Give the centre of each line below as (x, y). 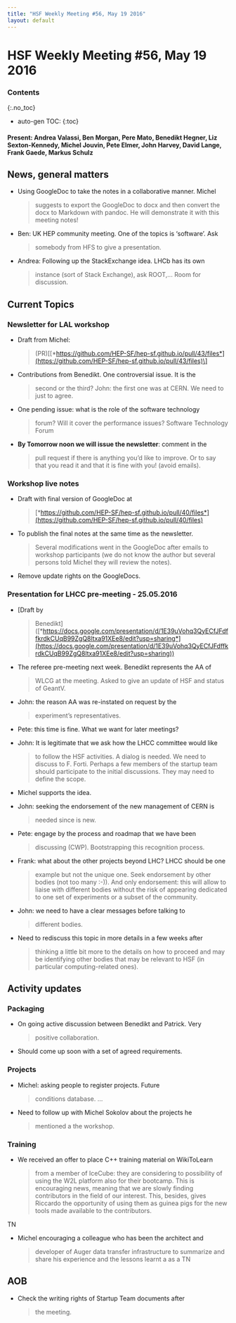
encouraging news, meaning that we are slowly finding (114, 1188)
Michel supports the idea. (54, 792)
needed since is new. (65, 820)
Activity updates (45, 989)
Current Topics (41, 304)
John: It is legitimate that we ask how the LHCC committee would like (117, 743)
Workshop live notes (43, 484)
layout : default (31, 20)
